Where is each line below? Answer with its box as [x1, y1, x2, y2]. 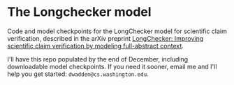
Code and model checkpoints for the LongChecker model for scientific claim [7, 27, 227, 35]
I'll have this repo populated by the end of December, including [7, 55, 189, 63]
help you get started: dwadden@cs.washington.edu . [7, 70, 149, 78]
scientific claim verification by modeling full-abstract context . [7, 41, 184, 50]
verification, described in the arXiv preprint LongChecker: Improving [7, 34, 204, 42]
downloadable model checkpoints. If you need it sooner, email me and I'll [7, 62, 217, 70]
